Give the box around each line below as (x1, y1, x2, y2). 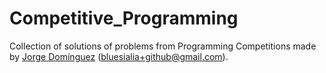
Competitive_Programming (9, 7, 239, 30)
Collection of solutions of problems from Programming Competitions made (9, 40, 317, 52)
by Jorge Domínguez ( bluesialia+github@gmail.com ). (9, 50, 229, 62)
